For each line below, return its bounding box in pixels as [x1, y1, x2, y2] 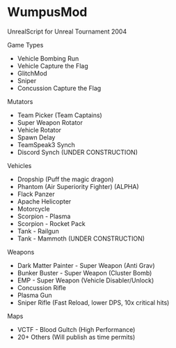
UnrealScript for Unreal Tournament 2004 [7, 27, 127, 36]
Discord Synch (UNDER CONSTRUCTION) [17, 148, 138, 156]
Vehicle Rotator [17, 126, 61, 134]
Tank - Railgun [17, 227, 59, 235]
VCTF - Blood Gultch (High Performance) [17, 325, 136, 333]
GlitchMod [17, 69, 47, 77]
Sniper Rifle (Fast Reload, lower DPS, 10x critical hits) [17, 298, 170, 307]
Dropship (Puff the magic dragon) [17, 175, 114, 183]
